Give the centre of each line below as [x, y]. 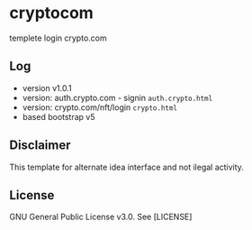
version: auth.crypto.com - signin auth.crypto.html [117, 97]
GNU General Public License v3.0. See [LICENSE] [101, 217]
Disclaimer [40, 146]
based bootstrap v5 [59, 116]
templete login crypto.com [58, 38]
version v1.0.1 [47, 87]
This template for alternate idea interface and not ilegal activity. [127, 167]
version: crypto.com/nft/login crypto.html [100, 107]
